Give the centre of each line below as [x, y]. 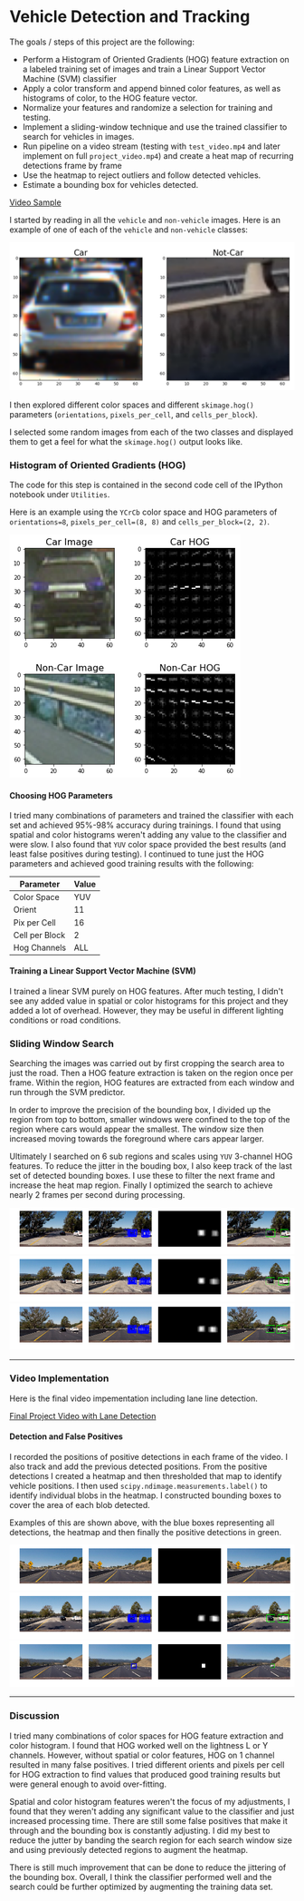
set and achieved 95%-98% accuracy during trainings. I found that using [145, 825]
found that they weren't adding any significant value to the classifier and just [152, 1811]
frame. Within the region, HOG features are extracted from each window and [152, 1083]
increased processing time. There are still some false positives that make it [148, 1820]
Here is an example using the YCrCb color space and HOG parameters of [143, 512]
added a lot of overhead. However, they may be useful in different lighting [147, 1010]
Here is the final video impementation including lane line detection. [133, 1398]
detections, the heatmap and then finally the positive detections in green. [146, 1532]
